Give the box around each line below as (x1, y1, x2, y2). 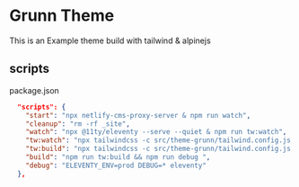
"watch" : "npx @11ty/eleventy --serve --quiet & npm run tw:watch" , (25, 128, 287, 137)
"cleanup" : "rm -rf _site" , (25, 119, 130, 129)
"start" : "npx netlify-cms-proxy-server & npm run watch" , (25, 111, 251, 120)
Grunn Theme (9, 5, 115, 26)
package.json (9, 85, 60, 95)
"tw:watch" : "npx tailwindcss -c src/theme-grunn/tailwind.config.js (25, 136, 292, 145)
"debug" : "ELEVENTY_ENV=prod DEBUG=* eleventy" (25, 161, 207, 170)
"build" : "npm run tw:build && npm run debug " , (25, 153, 211, 162)
